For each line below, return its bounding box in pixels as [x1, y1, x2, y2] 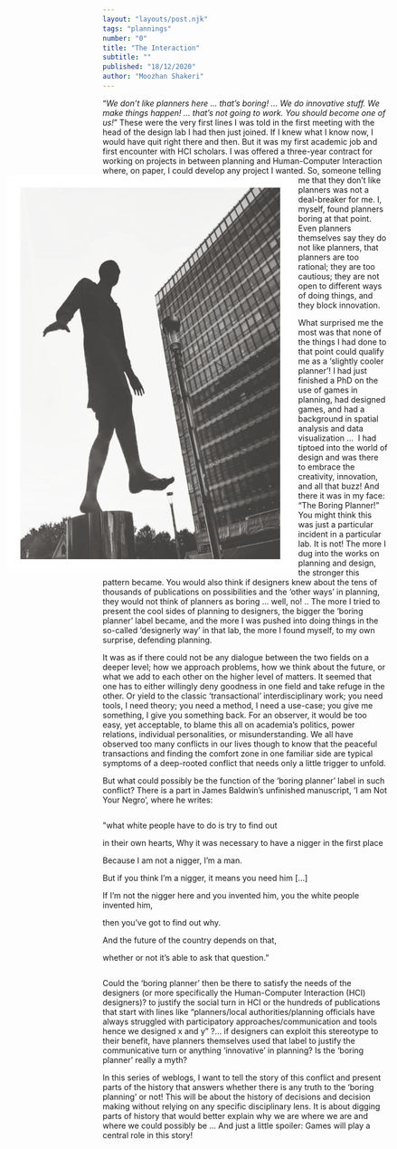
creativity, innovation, [298, 470, 378, 481]
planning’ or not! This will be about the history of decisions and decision [102, 1091, 371, 1102]
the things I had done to [298, 336, 387, 347]
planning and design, [298, 557, 376, 568]
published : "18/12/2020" [102, 62, 196, 71]
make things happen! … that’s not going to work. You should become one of [102, 107, 386, 118]
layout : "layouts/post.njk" [102, 14, 209, 24]
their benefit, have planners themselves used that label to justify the [102, 1035, 355, 1046]
